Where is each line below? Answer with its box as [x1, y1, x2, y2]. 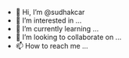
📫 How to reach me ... [15, 42, 88, 50]
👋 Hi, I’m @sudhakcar [15, 8, 85, 16]
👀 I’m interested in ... [15, 16, 82, 25]
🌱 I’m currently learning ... [15, 24, 99, 33]
